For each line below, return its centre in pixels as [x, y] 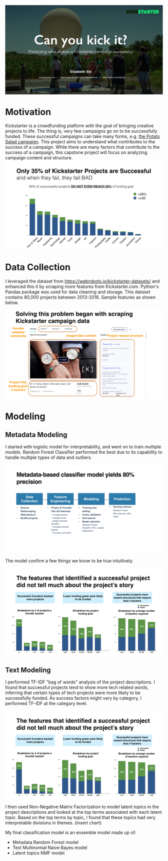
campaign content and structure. [39, 158]
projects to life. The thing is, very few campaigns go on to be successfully [81, 131]
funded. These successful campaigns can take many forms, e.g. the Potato [82, 136]
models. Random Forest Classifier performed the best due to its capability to [84, 452]
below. [12, 302]
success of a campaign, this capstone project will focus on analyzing [76, 152]
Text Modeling [28, 670]
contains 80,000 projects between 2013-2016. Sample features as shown [80, 297]
